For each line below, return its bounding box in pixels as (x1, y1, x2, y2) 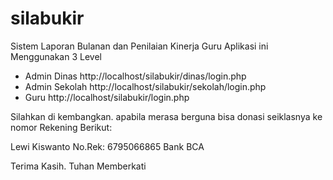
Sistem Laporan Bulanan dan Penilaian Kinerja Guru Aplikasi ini (10, 40, 269, 52)
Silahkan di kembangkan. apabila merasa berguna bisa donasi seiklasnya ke (10, 110, 323, 122)
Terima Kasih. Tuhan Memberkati (10, 160, 147, 172)
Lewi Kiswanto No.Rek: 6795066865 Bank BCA (10, 140, 205, 152)
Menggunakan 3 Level (10, 50, 102, 62)
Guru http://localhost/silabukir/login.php (24, 91, 190, 103)
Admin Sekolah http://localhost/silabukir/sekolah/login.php (24, 80, 267, 92)
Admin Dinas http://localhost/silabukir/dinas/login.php (24, 70, 247, 82)
